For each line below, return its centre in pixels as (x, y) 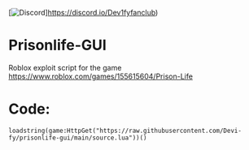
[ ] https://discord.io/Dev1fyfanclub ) (83, 13)
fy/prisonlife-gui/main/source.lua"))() (78, 138)
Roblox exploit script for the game (65, 67)
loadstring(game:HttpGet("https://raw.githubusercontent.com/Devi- (125, 131)
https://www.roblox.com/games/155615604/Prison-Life (101, 76)
